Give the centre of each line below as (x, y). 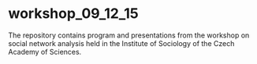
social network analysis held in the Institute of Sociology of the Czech (121, 43)
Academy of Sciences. (45, 52)
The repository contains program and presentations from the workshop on (129, 35)
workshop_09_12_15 (74, 14)
